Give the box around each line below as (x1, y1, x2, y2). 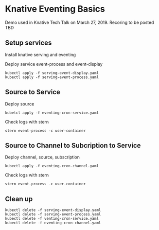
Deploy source (5, 101, 35, 106)
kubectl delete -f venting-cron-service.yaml (5, 216, 99, 221)
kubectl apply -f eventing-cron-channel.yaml (5, 164, 99, 169)
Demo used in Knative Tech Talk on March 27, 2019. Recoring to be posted (5, 19, 154, 25)
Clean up (5, 195, 33, 203)
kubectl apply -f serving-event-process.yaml (5, 74, 99, 80)
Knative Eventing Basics (5, 3, 106, 15)
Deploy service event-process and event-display (5, 61, 103, 67)
